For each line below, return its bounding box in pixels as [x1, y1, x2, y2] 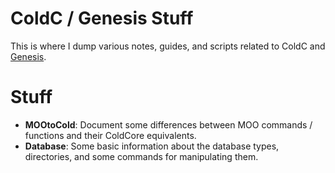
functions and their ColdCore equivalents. [24, 129, 197, 141]
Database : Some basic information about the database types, [24, 140, 280, 152]
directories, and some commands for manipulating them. [24, 150, 259, 162]
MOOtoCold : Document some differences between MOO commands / [24, 118, 313, 131]
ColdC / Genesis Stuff [10, 7, 194, 30]
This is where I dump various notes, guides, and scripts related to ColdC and [10, 40, 326, 52]
